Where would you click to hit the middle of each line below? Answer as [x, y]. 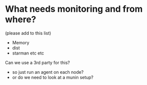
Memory [21, 42]
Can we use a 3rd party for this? [37, 62]
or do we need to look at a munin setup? [53, 77]
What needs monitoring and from [74, 9]
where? [21, 19]
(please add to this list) [28, 33]
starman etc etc [28, 53]
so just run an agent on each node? [48, 72]
